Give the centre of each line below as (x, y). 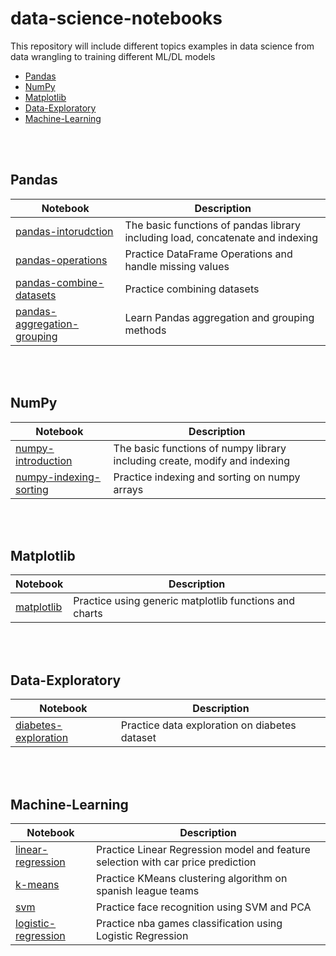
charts (88, 614)
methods (145, 330)
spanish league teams (147, 890)
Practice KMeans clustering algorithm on (191, 878)
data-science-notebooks (116, 18)
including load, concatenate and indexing (221, 237)
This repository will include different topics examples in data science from (162, 46)
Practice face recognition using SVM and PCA (203, 907)
